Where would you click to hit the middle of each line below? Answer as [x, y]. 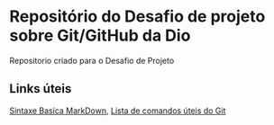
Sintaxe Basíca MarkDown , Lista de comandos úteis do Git [118, 111]
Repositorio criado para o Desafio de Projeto [92, 60]
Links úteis [41, 89]
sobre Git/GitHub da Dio [100, 36]
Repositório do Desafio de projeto [137, 17]
